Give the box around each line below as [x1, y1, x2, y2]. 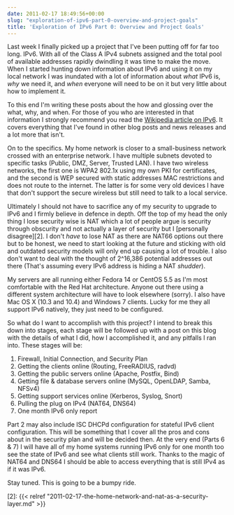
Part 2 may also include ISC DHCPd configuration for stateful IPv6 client [7, 420, 214, 429]
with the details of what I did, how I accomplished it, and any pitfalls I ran [7, 334, 217, 342]
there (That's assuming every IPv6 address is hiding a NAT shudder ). [7, 262, 206, 270]
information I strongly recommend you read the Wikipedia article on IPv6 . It [7, 116, 224, 124]
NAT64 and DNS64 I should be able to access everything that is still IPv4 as [7, 458, 226, 466]
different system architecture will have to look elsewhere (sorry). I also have [7, 290, 226, 298]
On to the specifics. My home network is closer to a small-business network [7, 144, 226, 153]
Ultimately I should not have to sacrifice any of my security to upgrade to [7, 202, 217, 211]
